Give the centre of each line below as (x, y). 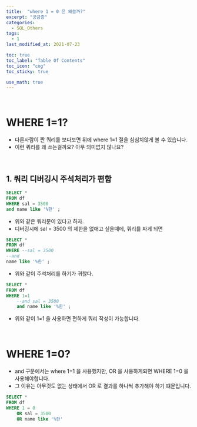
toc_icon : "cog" (26, 66)
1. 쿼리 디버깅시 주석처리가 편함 (59, 179)
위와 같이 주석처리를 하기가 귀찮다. (54, 273)
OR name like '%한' (40, 419)
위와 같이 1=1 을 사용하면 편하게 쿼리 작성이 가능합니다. (77, 319)
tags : (13, 34)
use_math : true (25, 82)
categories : (21, 22)
